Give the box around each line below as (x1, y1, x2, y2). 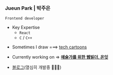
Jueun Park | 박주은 (5, 4, 51, 11)
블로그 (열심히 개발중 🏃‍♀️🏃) (12, 64, 62, 70)
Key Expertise (12, 25, 40, 30)
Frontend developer (5, 16, 45, 21)
